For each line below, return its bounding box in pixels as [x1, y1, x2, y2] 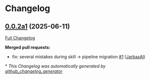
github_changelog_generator [5, 68, 63, 74]
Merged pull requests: [5, 45, 51, 50]
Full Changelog [5, 35, 35, 41]
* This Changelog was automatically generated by [5, 63, 106, 69]
